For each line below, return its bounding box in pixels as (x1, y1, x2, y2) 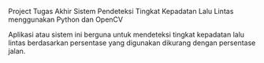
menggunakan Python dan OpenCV (8, 15, 124, 24)
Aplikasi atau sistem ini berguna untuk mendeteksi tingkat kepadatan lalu (8, 30, 245, 39)
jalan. (8, 47, 26, 55)
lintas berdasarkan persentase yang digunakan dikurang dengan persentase (8, 38, 256, 47)
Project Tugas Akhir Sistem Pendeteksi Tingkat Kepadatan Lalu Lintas (8, 7, 234, 16)
